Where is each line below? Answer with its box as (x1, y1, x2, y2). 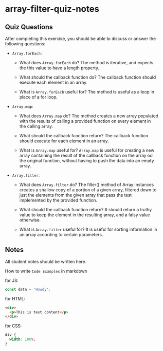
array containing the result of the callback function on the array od (19, 152, 153, 158)
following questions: (5, 41, 46, 47)
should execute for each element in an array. (19, 138, 109, 144)
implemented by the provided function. (19, 197, 97, 203)
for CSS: (5, 323, 22, 329)
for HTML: (5, 296, 26, 301)
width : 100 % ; (9, 337, 36, 342)
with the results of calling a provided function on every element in (19, 118, 151, 124)
